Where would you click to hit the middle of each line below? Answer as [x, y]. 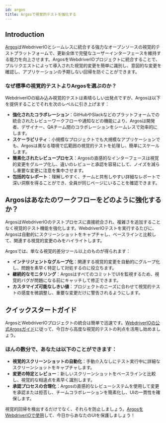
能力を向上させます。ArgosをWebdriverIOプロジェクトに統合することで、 [84, 60]
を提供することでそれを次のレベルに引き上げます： [57, 104]
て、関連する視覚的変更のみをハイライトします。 [55, 241]
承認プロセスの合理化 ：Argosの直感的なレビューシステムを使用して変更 [86, 386]
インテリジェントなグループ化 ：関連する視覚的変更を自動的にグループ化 [86, 262]
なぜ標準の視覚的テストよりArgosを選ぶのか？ [61, 86]
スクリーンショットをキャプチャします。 [53, 367]
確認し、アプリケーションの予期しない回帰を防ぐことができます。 [73, 72]
